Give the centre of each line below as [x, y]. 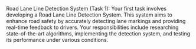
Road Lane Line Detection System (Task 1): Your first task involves [86, 9]
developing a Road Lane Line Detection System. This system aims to [89, 15]
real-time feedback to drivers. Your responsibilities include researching [92, 27]
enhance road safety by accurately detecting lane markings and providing [96, 21]
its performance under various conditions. [57, 40]
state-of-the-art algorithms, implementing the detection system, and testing [98, 34]
